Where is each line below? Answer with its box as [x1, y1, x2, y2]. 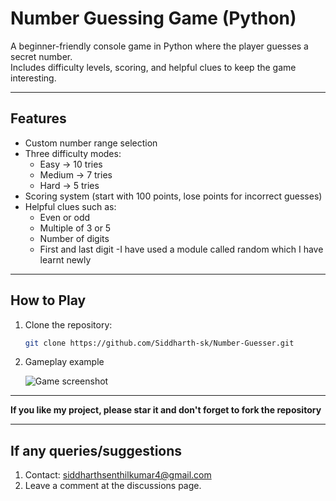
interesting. [10, 72, 57, 84]
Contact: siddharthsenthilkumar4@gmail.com [24, 469, 212, 481]
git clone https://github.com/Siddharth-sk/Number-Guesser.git [24, 338, 295, 348]
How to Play [10, 292, 87, 309]
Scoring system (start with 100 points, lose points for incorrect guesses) [24, 190, 323, 202]
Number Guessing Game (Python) [10, 7, 297, 30]
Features [10, 110, 67, 127]
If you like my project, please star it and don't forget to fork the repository [10, 404, 322, 416]
